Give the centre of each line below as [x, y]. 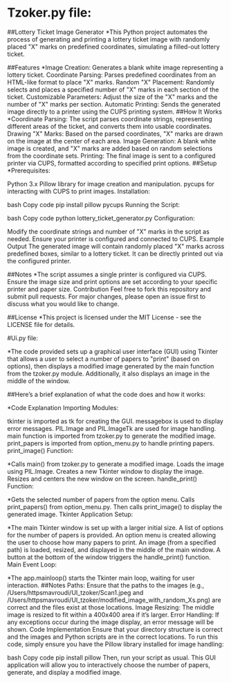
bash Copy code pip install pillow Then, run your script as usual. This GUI [112, 657]
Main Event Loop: [32, 564]
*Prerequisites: [29, 170]
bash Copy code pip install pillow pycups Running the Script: [94, 204]
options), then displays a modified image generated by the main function [111, 366]
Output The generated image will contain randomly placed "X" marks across [116, 246]
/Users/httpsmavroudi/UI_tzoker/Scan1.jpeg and [75, 592]
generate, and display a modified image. [65, 672]
